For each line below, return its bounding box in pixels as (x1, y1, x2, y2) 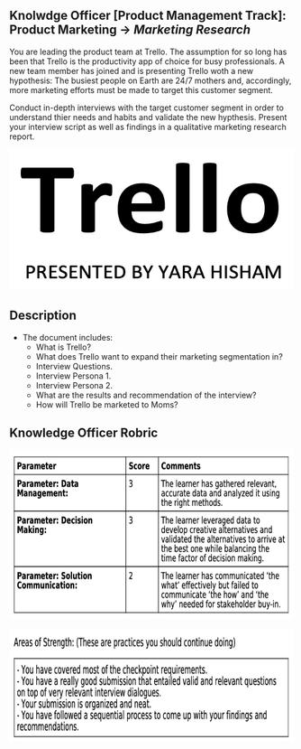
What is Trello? (35, 342, 92, 352)
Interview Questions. (35, 360, 113, 371)
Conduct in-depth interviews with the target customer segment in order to (9, 102, 284, 113)
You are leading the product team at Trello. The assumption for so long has (9, 46, 287, 57)
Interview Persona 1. (35, 370, 112, 381)
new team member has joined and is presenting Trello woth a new (9, 65, 254, 76)
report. (9, 131, 35, 142)
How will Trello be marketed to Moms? (35, 398, 178, 410)
